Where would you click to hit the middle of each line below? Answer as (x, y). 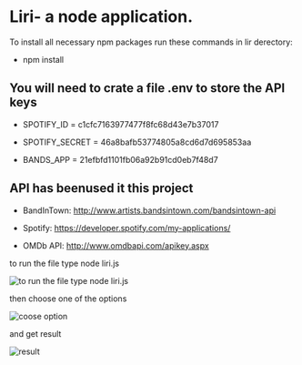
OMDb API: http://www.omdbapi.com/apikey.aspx (116, 245)
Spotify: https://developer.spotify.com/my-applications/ (126, 228)
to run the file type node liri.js (65, 263)
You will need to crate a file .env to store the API (147, 88)
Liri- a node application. (101, 17)
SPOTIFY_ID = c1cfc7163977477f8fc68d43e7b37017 (121, 124)
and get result (35, 333)
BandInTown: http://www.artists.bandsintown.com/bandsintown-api (149, 210)
